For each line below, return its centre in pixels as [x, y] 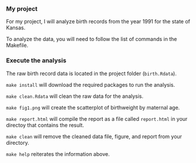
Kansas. [16, 28]
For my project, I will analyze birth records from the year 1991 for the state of [98, 22]
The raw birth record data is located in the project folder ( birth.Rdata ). [91, 73]
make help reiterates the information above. [58, 154]
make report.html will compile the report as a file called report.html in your [97, 118]
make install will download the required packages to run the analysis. [91, 84]
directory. [18, 142]
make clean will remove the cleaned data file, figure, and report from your [94, 136]
